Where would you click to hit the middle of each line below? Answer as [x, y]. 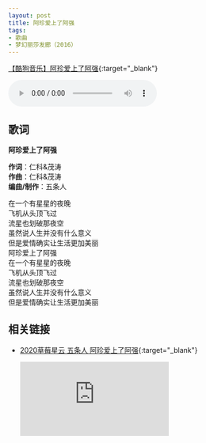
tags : [17, 30]
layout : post [30, 15]
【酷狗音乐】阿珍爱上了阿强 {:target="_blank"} [83, 69]
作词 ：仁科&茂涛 [35, 166]
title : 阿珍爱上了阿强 [42, 23]
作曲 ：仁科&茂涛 [35, 176]
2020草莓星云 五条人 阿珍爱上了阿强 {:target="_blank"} [109, 350]
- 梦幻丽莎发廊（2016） [43, 45]
